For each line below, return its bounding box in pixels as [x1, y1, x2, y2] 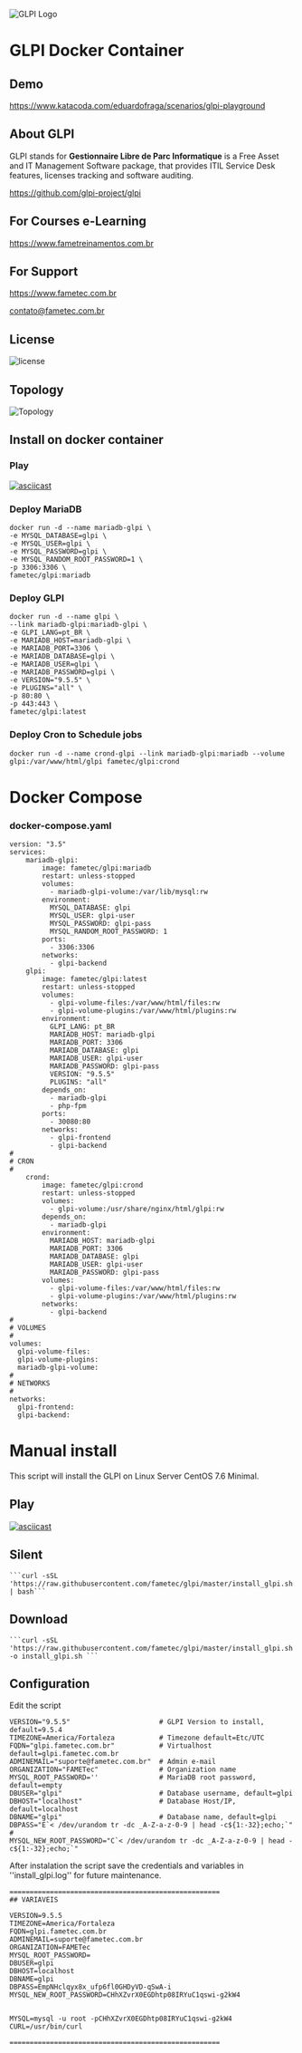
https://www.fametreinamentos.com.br [9, 237, 154, 248]
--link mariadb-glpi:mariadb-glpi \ [9, 621, 147, 630]
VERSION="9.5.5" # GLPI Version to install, [9, 1718, 265, 1727]
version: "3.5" [9, 840, 67, 849]
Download [9, 1612, 68, 1627]
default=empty [9, 1781, 63, 1790]
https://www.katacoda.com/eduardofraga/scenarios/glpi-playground [9, 101, 266, 111]
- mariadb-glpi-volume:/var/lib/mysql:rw [49, 888, 208, 897]
